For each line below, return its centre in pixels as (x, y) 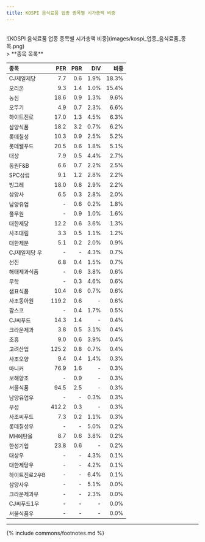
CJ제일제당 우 (26, 252)
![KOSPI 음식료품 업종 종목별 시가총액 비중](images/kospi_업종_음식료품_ (94, 38)
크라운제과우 (24, 494)
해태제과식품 (24, 272)
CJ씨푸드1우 (24, 504)
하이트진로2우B (27, 475)
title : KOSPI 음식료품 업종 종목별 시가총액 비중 (61, 13)
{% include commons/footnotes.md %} (56, 533)
